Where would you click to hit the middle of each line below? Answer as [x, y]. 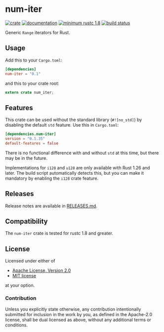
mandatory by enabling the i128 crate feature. [52, 178]
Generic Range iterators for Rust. [38, 32]
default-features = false [32, 143]
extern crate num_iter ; [30, 92]
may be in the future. [26, 158]
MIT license [24, 276]
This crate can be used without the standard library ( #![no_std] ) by [74, 120]
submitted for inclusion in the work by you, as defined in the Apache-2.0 [79, 314]
